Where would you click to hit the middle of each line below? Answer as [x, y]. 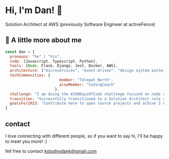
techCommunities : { [30, 75]
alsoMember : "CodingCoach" [87, 85]
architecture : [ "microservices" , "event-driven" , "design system [80, 71]
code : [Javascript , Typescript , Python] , [54, 61]
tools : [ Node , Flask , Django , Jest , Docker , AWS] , [64, 66]
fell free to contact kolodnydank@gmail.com [51, 151]
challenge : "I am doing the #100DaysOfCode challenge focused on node [85, 94]
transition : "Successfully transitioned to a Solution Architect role [85, 99]
